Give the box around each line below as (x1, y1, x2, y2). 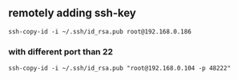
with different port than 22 (8, 46, 114, 57)
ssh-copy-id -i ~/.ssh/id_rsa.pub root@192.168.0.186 (8, 27, 192, 35)
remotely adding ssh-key (8, 6, 136, 20)
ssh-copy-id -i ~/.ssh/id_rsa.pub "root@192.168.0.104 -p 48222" (8, 64, 231, 73)
